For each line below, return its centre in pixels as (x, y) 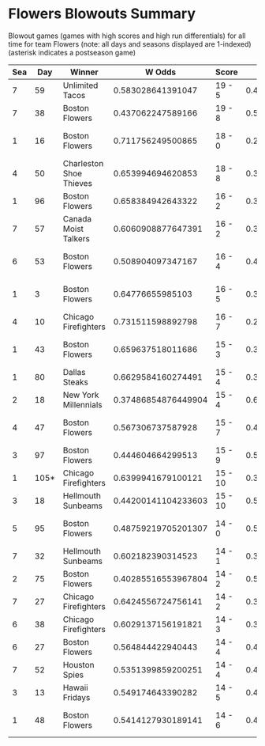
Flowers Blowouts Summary (102, 14)
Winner (84, 72)
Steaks (75, 382)
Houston (78, 665)
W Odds (160, 72)
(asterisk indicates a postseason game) (72, 52)
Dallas (74, 372)
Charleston (83, 163)
